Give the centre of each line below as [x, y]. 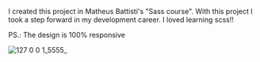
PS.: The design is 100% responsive [67, 35]
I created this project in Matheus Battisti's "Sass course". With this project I [130, 11]
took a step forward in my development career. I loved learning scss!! [121, 20]
